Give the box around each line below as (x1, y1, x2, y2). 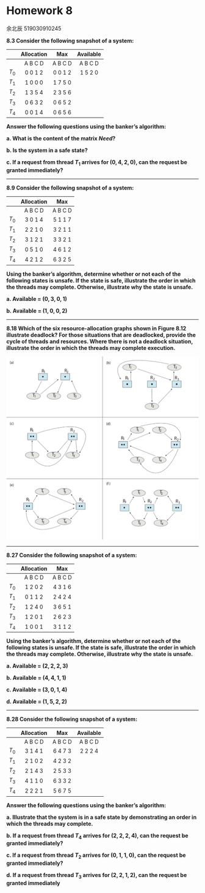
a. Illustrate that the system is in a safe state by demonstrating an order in (6, 813, 197, 821)
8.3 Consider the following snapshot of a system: (6, 37, 134, 44)
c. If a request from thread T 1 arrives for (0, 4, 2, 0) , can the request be (6, 159, 187, 167)
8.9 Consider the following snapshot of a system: (6, 184, 134, 192)
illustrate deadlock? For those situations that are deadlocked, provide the (6, 331, 196, 338)
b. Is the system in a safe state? (6, 146, 88, 154)
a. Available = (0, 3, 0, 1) (6, 295, 67, 302)
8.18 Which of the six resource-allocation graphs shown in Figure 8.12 (6, 324, 187, 332)
